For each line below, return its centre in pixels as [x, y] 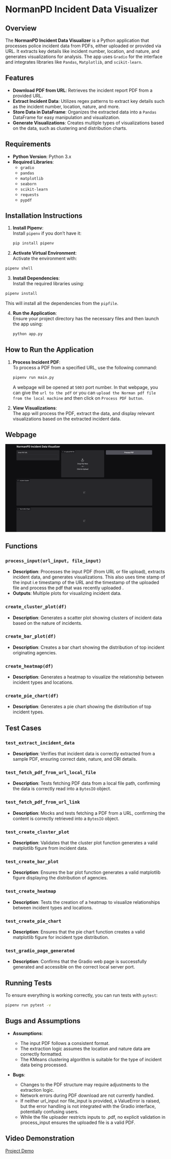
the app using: [28, 324]
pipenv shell [19, 268]
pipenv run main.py [33, 377]
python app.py [27, 334]
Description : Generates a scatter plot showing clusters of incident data [87, 618]
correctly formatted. [41, 1054]
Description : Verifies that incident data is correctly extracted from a [84, 754]
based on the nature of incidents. [47, 623]
